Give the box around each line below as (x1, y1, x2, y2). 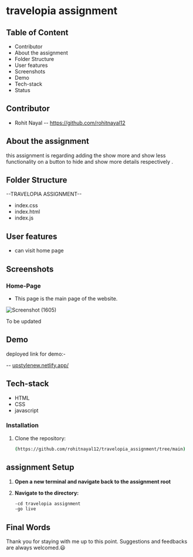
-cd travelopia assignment (14, 501, 81, 507)
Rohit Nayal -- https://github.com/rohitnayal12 (14, 119, 126, 126)
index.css (14, 202, 38, 209)
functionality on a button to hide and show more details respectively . (6, 158, 174, 165)
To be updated (6, 318, 42, 325)
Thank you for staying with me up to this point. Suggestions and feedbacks (6, 538, 188, 545)
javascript (14, 407, 39, 414)
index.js (14, 214, 34, 221)
